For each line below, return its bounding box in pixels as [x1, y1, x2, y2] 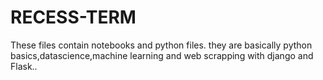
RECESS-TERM [10, 6, 137, 29]
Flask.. [10, 60, 38, 72]
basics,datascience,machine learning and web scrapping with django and [10, 49, 314, 61]
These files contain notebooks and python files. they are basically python [10, 39, 313, 51]
